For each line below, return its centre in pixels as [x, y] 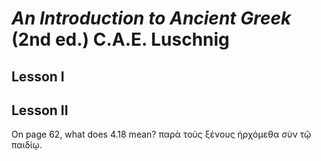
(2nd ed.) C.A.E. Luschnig [120, 39]
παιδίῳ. [27, 145]
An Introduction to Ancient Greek [151, 18]
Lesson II [40, 110]
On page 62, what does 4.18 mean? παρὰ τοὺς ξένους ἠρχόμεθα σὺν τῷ [161, 134]
